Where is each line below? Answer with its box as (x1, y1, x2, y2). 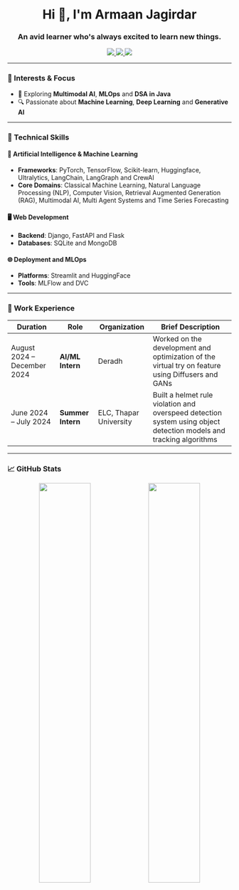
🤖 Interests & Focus (7, 73, 76, 83)
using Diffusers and (152, 370, 218, 379)
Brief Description (161, 322, 221, 332)
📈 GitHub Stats (7, 464, 62, 473)
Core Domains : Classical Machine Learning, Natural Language (17, 181, 201, 189)
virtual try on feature (152, 360, 221, 370)
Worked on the (152, 334, 203, 344)
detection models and (152, 425, 225, 435)
